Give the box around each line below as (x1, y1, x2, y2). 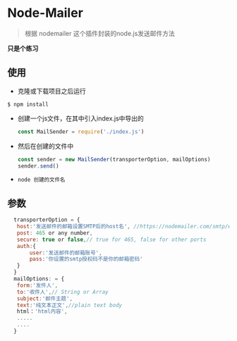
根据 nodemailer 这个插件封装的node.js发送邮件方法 (24, 29, 175, 37)
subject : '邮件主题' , (16, 294, 73, 302)
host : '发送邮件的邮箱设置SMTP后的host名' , (16, 223, 130, 230)
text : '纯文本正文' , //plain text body (16, 302, 122, 309)
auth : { (16, 242, 37, 249)
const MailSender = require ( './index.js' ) (17, 128, 145, 135)
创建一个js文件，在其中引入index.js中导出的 (17, 114, 145, 123)
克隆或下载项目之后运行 (17, 87, 86, 95)
